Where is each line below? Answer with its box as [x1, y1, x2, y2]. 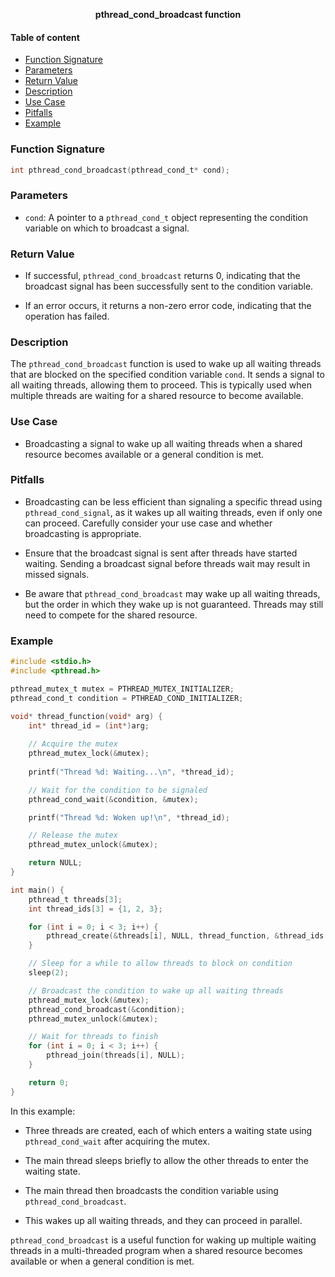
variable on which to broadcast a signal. [24, 222, 190, 234]
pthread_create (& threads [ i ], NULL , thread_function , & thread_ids [46, 931, 325, 941]
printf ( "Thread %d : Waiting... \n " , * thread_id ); [28, 767, 235, 777]
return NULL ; [28, 858, 83, 868]
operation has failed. [24, 310, 110, 322]
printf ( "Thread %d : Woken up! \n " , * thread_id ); [28, 812, 230, 823]
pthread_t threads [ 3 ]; [28, 894, 123, 904]
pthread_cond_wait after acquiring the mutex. [24, 1135, 210, 1147]
